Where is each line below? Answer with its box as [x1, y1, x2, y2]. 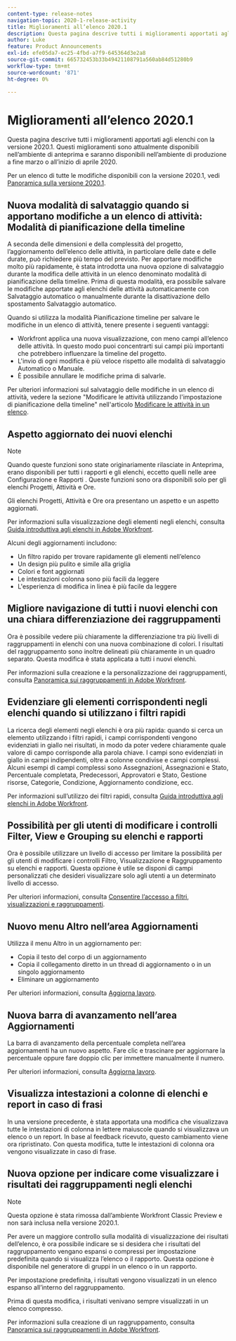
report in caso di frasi [7, 1098, 103, 1111]
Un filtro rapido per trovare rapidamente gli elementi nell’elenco [17, 552, 201, 560]
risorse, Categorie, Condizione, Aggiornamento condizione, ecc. [7, 778, 194, 786]
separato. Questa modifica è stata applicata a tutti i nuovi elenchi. [7, 655, 197, 663]
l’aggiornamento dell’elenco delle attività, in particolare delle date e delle [7, 248, 216, 256]
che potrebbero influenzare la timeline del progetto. [17, 349, 167, 358]
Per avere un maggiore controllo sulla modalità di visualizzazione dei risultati [7, 1232, 229, 1240]
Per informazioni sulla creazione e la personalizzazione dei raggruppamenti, [7, 668, 228, 676]
